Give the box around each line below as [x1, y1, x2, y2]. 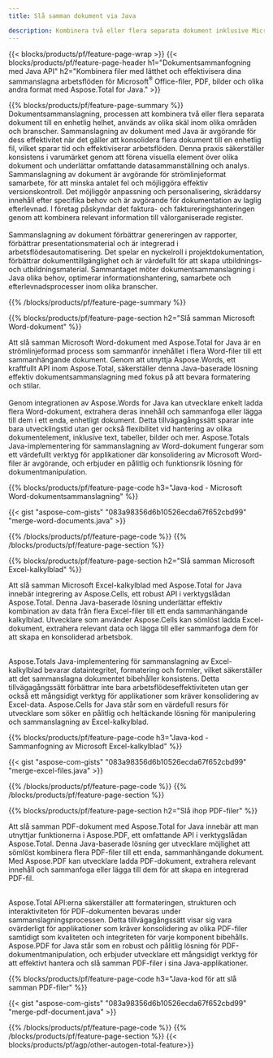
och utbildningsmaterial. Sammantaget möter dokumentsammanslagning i [8, 265, 255, 275]
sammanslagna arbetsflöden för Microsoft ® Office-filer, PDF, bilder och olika [8, 75, 264, 86]
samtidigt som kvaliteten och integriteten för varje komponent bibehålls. [8, 932, 249, 943]
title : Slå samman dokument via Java [8, 11, 136, 20]
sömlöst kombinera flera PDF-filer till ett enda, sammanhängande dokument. [8, 848, 264, 857]
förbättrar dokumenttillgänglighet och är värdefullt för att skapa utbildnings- [8, 256, 262, 266]
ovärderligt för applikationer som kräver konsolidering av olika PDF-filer [8, 924, 248, 934]
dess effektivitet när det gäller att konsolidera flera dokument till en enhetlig [8, 135, 262, 145]
